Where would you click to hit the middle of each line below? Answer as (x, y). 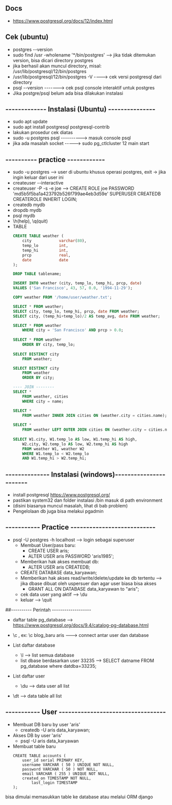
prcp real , (46, 255)
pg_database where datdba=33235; (58, 666)
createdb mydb (29, 205)
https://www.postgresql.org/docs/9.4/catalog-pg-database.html (81, 625)
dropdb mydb (27, 210)
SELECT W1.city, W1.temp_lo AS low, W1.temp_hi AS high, (75, 439)
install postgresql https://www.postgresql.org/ (61, 495)
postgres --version (33, 49)
